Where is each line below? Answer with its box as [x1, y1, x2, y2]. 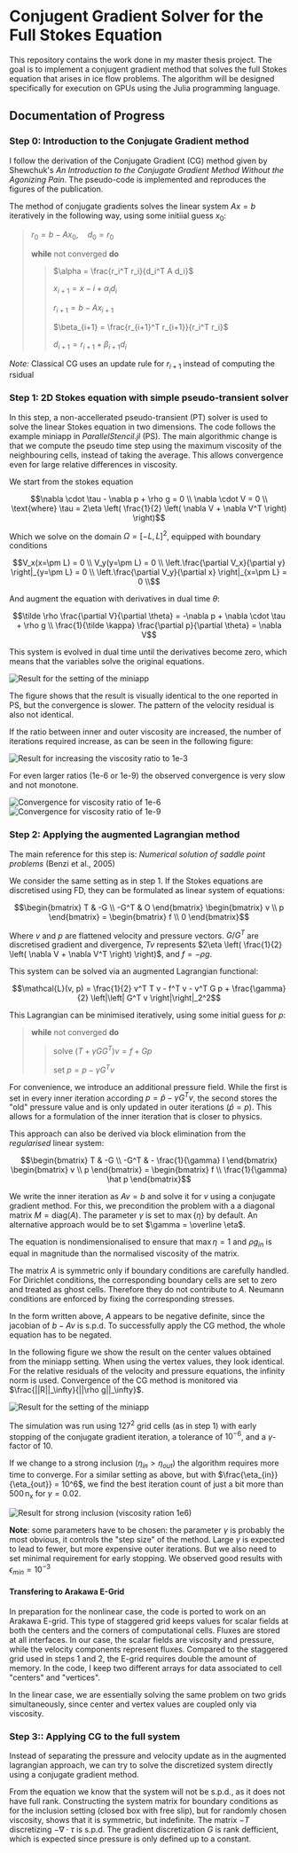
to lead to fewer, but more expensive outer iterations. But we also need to [9, 1543, 277, 1554]
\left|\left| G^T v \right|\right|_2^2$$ [90, 993, 222, 1003]
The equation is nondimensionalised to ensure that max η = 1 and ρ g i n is [9, 1237, 272, 1250]
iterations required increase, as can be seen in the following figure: [9, 736, 254, 747]
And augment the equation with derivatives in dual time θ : [9, 593, 220, 604]
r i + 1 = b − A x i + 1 [52, 302, 114, 315]
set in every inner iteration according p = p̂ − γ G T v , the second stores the [9, 1091, 278, 1103]
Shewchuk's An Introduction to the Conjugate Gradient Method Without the [9, 164, 285, 175]
